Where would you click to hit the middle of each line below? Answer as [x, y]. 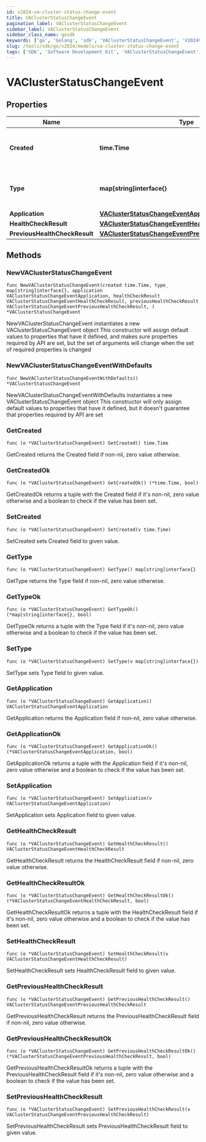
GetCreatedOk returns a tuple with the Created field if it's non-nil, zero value [103, 495]
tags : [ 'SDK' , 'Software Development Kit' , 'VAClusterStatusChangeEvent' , [104, 52]
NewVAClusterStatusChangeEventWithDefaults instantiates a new [90, 395]
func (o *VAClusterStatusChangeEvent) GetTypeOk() [72, 610]
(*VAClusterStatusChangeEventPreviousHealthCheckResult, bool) [89, 1056]
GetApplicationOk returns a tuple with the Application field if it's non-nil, [97, 763]
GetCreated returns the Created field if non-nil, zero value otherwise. [93, 455]
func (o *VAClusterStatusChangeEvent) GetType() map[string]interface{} [101, 569]
